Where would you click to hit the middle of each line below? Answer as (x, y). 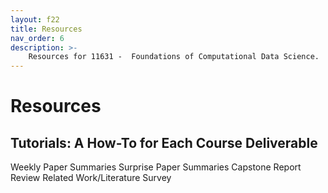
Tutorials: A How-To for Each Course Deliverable (164, 142)
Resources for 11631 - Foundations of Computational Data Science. (174, 57)
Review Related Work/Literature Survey (91, 178)
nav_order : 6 (37, 38)
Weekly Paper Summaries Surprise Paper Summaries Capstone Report (156, 167)
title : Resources (46, 29)
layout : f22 (35, 19)
